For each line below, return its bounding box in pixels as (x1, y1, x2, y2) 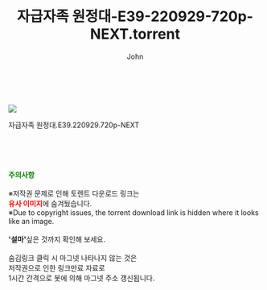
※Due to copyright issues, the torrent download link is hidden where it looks (8, 207, 259, 217)
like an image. (8, 216, 55, 226)
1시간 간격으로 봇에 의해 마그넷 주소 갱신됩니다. (8, 273, 155, 283)
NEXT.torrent (89, 25, 181, 43)
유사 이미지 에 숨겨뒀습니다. (8, 198, 92, 208)
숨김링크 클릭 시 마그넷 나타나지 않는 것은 (8, 253, 138, 263)
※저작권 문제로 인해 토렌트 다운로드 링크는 (8, 188, 140, 198)
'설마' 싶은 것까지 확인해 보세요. (8, 234, 106, 244)
